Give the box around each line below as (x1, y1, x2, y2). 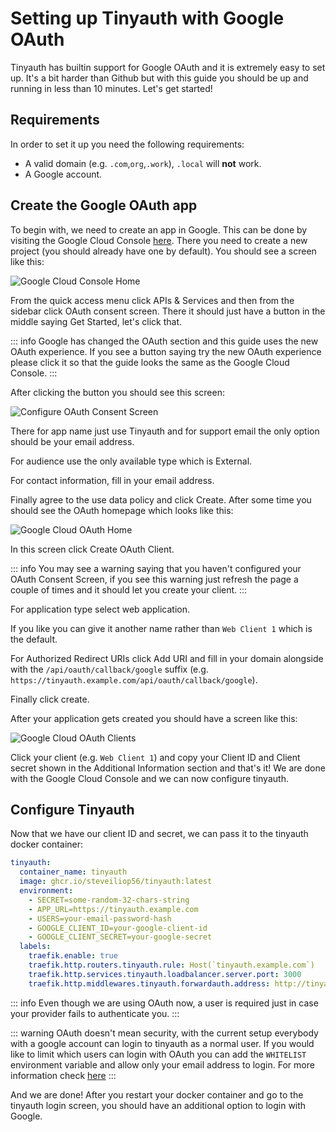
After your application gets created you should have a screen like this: (10, 712, 298, 724)
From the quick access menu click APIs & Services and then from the (10, 294, 295, 306)
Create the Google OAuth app (10, 197, 198, 214)
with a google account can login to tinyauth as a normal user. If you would (10, 1037, 315, 1049)
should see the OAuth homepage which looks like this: (10, 504, 234, 516)
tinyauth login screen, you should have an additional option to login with (10, 1099, 307, 1111)
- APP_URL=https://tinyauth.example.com (28, 904, 199, 914)
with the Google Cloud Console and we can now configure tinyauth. (10, 772, 289, 784)
